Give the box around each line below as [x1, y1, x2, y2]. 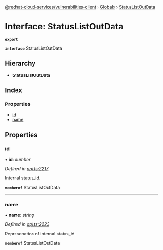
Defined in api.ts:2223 [5, 221, 49, 227]
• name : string [5, 212, 34, 218]
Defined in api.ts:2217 [5, 166, 49, 172]
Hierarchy [5, 59, 36, 68]
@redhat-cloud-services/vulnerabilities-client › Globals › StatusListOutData [5, 4, 155, 10]
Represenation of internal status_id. [5, 231, 76, 236]
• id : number [5, 157, 31, 162]
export [5, 37, 18, 42]
